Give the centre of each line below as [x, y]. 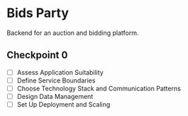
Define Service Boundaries [56, 80]
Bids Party [38, 13]
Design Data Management [55, 96]
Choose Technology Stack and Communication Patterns [99, 88]
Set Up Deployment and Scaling [63, 104]
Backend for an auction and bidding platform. [73, 33]
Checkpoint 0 [37, 55]
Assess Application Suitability [60, 72]
